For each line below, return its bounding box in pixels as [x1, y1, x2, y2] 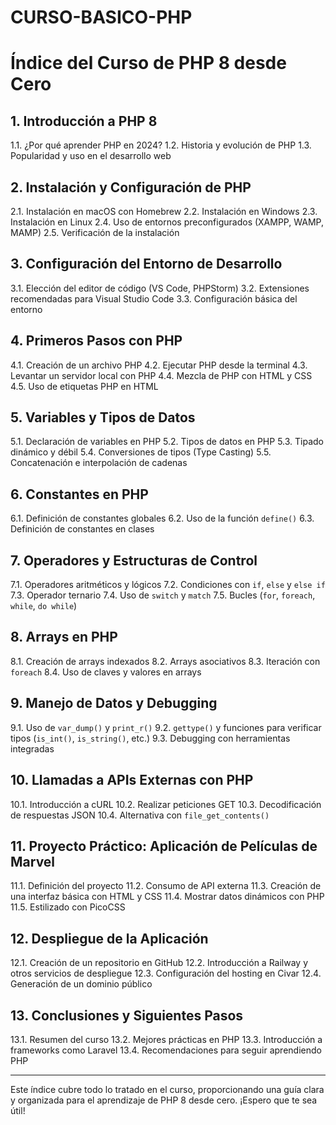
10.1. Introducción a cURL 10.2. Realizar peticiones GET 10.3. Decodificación [10, 798, 322, 810]
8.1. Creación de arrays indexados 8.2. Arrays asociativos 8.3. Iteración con [10, 655, 321, 667]
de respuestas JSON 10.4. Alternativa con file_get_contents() [10, 809, 270, 821]
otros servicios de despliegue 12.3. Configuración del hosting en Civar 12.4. [10, 967, 322, 980]
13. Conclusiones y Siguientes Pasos [10, 1007, 244, 1024]
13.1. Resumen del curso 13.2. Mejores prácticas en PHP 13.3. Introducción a [10, 1033, 323, 1045]
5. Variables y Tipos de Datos [10, 409, 196, 426]
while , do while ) [10, 600, 78, 612]
